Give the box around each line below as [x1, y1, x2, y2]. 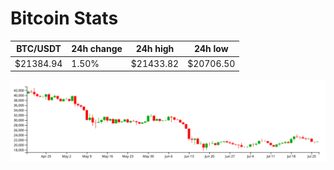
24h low [193, 43, 229, 55]
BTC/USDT [16, 43, 62, 55]
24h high [135, 43, 175, 55]
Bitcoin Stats [10, 7, 119, 30]
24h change [71, 43, 123, 55]
